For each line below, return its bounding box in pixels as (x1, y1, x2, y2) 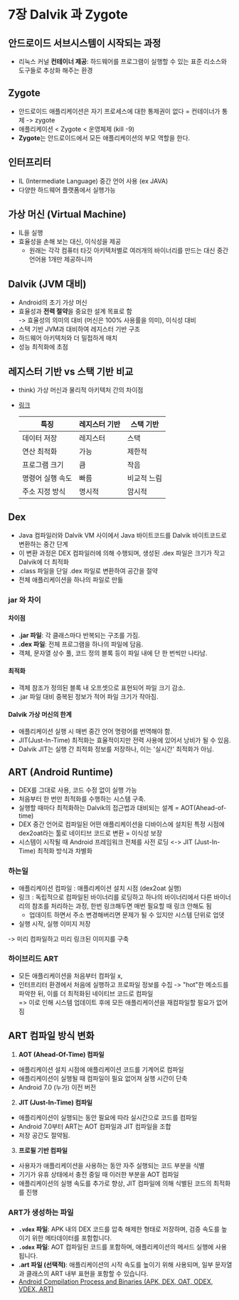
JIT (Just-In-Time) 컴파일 (18, 1098, 93, 1107)
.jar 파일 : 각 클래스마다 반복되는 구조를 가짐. (18, 631, 141, 639)
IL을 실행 (18, 228, 43, 237)
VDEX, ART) (18, 1284, 54, 1293)
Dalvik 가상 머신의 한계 (8, 710, 72, 718)
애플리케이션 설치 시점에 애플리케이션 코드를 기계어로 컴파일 (18, 1065, 184, 1074)
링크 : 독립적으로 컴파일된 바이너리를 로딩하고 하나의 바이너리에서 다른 (18, 893, 213, 901)
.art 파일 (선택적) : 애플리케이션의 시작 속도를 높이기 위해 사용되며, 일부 (18, 1260, 214, 1269)
